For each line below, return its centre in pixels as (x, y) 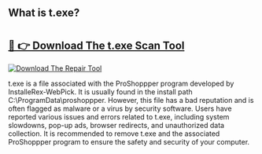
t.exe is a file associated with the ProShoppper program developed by (121, 83)
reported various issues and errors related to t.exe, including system (119, 117)
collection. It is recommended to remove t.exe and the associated (114, 134)
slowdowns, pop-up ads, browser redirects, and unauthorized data (116, 125)
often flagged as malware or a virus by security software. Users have (120, 108)
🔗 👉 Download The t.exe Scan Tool (96, 45)
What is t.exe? (44, 13)
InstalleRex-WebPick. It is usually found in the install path (100, 92)
